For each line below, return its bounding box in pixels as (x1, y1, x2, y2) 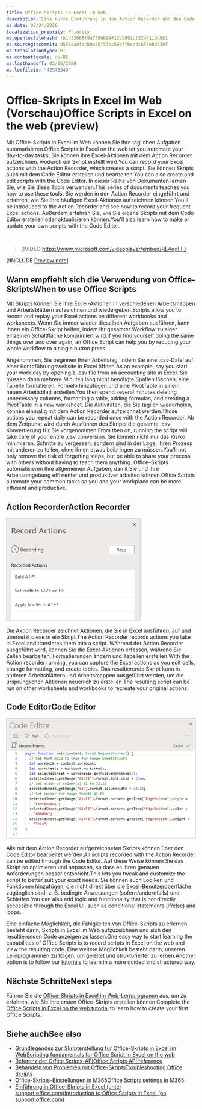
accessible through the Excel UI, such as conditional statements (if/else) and (6, 902, 196, 909)
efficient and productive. (6, 485, 67, 492)
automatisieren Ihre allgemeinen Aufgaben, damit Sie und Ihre (6, 465, 159, 473)
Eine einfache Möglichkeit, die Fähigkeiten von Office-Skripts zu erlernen (6, 920, 188, 927)
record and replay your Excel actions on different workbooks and (6, 313, 167, 320)
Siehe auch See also (6, 1028, 82, 1039)
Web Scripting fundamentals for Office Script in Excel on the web (14, 1051, 176, 1058)
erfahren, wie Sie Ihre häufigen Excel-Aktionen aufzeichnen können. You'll (6, 196, 189, 204)
